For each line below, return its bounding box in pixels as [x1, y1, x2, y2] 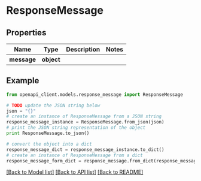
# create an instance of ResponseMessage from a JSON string [6, 113, 162, 120]
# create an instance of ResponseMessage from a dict [6, 152, 144, 158]
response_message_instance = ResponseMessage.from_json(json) [6, 119, 165, 125]
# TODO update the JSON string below [6, 102, 100, 108]
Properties [6, 28, 47, 38]
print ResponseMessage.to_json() [6, 130, 90, 137]
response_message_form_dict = [6, 158, 82, 164]
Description [66, 46, 100, 53]
